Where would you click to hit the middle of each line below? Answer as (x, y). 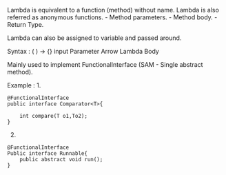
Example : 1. (24, 85)
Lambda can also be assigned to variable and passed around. (94, 38)
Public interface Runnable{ (48, 154)
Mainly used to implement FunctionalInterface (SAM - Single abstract (105, 64)
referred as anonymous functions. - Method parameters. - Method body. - (112, 17)
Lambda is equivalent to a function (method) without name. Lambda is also (113, 10)
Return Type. (25, 24)
